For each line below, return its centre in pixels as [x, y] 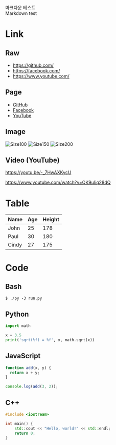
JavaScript [23, 356]
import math [18, 326]
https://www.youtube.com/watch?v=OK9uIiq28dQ [58, 182]
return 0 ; [25, 433]
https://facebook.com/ [36, 71]
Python [17, 314]
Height [51, 220]
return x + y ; [25, 373]
